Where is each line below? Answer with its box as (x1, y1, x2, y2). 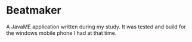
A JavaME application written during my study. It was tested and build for (6, 23, 186, 30)
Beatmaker (6, 4, 61, 17)
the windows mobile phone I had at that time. (6, 29, 117, 36)
